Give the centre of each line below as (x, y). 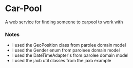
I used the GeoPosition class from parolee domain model (69, 45)
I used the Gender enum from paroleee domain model (66, 50)
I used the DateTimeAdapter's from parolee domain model (70, 55)
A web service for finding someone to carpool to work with (64, 22)
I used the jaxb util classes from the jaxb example (62, 61)
